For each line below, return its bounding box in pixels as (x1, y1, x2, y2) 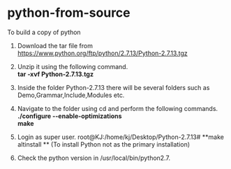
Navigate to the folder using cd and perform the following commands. (17, 104, 218, 112)
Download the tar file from (17, 41, 93, 50)
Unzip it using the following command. (17, 62, 128, 71)
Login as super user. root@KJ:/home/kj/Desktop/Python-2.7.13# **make (17, 133, 225, 141)
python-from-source (7, 5, 131, 21)
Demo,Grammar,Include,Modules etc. (17, 91, 125, 99)
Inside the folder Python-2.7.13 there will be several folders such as (17, 83, 210, 91)
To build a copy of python (7, 28, 82, 36)
